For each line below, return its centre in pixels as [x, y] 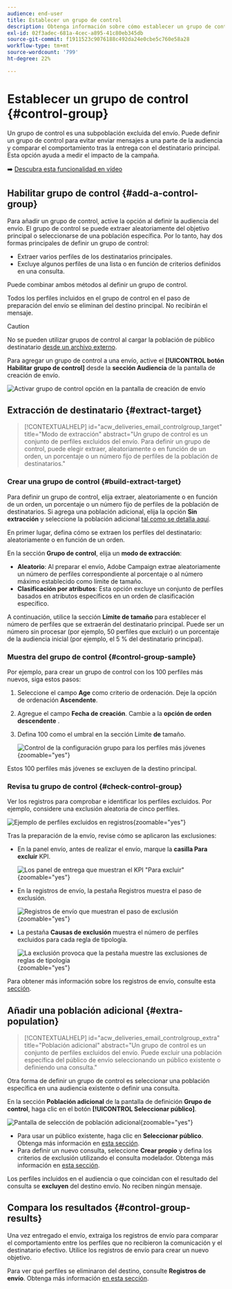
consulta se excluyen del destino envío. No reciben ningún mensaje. [105, 1186]
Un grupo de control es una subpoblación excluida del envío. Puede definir [114, 133]
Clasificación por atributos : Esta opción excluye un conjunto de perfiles [120, 588]
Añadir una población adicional [75, 1010]
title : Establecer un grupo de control [65, 20]
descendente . [38, 721]
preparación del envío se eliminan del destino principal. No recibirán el [107, 305]
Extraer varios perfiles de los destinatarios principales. [95, 256]
